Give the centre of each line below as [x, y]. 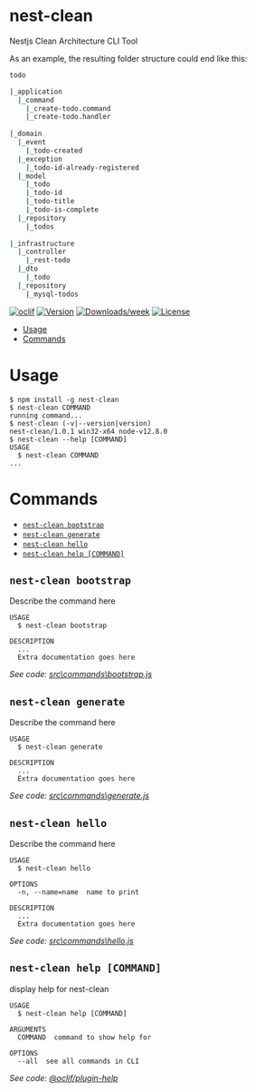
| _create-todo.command [68, 108]
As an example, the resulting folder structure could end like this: [128, 58]
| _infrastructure [42, 243]
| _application [36, 92]
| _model [32, 176]
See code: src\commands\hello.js [71, 941]
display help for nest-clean [59, 989]
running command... [46, 415]
